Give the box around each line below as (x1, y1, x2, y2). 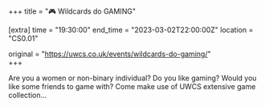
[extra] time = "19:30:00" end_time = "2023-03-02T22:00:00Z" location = (8, 25, 254, 35)
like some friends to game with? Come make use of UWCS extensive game (8, 82, 256, 91)
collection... (8, 91, 47, 100)
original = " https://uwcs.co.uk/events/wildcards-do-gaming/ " (8, 49, 211, 59)
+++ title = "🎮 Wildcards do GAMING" (8, 6, 137, 16)
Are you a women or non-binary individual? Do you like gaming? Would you (8, 73, 257, 83)
